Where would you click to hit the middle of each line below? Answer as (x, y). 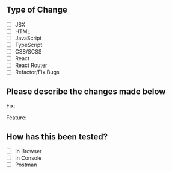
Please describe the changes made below (86, 91)
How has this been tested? (57, 137)
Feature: (17, 118)
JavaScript (28, 38)
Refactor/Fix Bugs (37, 72)
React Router (31, 65)
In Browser (28, 151)
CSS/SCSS (28, 52)
